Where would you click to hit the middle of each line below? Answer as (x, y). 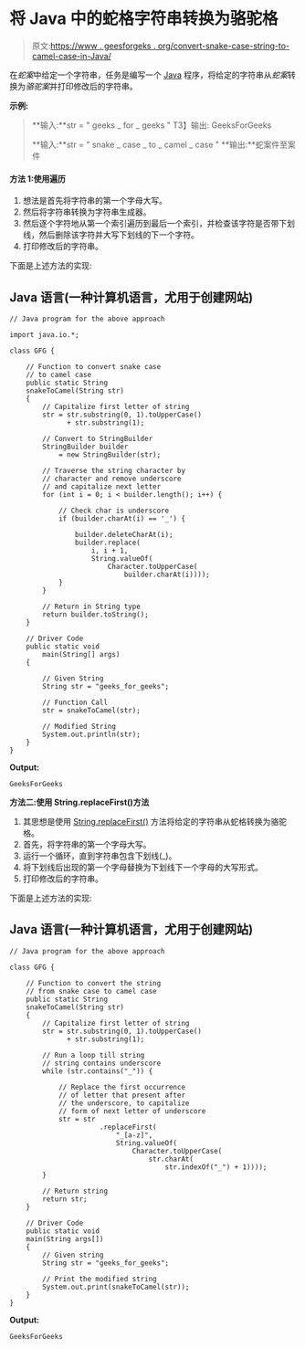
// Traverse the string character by (114, 470)
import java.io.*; (44, 334)
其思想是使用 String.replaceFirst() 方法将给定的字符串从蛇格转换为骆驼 (155, 821)
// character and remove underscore (112, 479)
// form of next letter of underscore (132, 1111)
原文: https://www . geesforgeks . (94, 46)
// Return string (75, 1191)
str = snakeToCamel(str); (92, 710)
